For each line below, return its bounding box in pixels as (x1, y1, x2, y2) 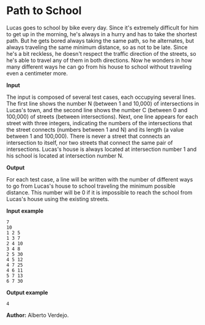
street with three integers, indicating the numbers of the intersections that (6, 119, 193, 126)
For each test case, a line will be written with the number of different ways (6, 175, 193, 183)
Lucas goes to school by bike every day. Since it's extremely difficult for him (6, 24, 199, 31)
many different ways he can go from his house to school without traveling (6, 63, 192, 71)
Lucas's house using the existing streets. (6, 195, 110, 202)
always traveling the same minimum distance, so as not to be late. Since (6, 44, 188, 51)
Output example (6, 289, 48, 296)
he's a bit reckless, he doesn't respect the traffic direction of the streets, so (6, 50, 196, 57)
